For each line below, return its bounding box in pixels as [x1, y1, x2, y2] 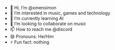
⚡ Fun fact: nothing [9, 39, 49, 45]
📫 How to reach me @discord [9, 26, 72, 32]
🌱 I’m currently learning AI [9, 15, 64, 21]
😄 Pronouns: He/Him [9, 33, 54, 39]
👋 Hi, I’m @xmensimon [9, 5, 56, 10]
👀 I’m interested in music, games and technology [9, 10, 110, 16]
